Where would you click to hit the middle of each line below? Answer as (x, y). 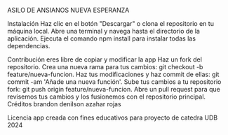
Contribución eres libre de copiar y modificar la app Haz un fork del (105, 59)
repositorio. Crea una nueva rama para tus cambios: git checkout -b (105, 67)
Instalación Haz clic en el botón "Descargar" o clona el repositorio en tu (110, 23)
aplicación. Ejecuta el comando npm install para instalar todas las (102, 38)
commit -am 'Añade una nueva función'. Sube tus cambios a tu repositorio (114, 82)
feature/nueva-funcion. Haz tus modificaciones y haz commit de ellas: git (113, 74)
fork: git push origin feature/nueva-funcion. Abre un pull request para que (114, 89)
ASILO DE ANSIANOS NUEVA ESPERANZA (68, 10)
